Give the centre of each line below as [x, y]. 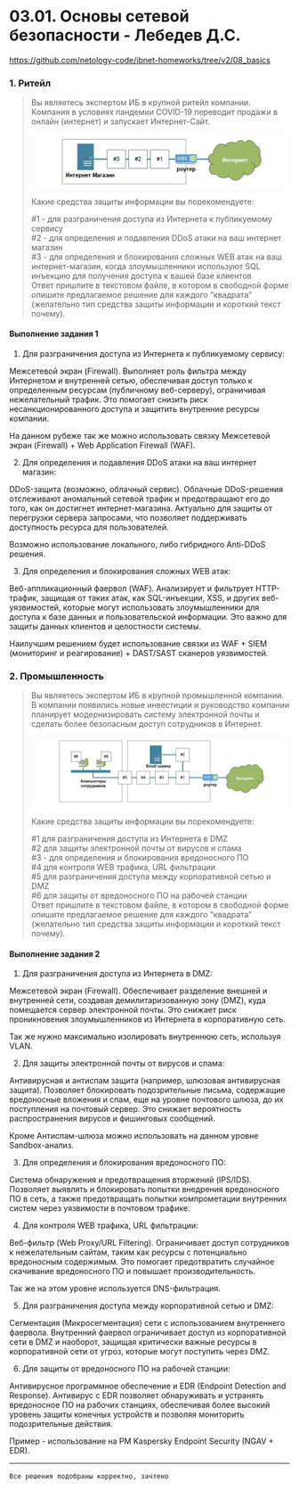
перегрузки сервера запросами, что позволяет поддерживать [128, 517]
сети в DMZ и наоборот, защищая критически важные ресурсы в [133, 1342]
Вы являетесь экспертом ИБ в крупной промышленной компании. [158, 696]
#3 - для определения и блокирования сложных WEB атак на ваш [157, 257]
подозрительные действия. [61, 1424]
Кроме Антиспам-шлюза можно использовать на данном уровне [134, 1136]
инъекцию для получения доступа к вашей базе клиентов [141, 276]
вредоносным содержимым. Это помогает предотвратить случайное [142, 1262]
